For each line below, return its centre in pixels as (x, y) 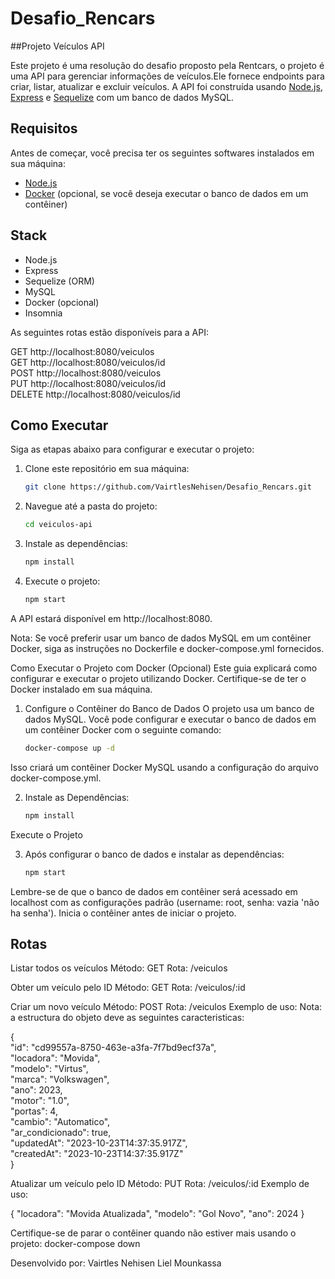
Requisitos (44, 128)
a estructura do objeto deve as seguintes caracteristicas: (127, 1018)
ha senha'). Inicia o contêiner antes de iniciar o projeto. (123, 913)
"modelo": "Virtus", (49, 1069)
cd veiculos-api (58, 525)
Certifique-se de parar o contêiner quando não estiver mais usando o (153, 1233)
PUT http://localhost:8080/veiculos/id (88, 383)
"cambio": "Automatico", (60, 1122)
